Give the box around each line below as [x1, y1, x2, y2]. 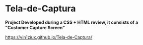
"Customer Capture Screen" [5, 24, 66, 30]
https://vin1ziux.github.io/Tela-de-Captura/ [5, 34, 93, 40]
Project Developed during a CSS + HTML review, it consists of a [5, 19, 138, 25]
